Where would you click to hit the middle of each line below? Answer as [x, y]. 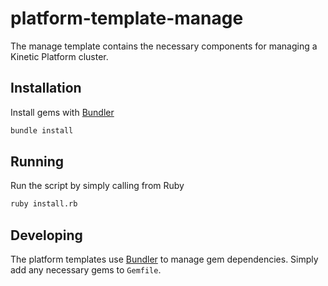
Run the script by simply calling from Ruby [97, 186]
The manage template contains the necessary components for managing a [164, 46]
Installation [46, 88]
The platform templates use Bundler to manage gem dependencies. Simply [164, 259]
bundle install [42, 130]
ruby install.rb [44, 204]
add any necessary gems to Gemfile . [86, 270]
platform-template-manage [127, 18]
